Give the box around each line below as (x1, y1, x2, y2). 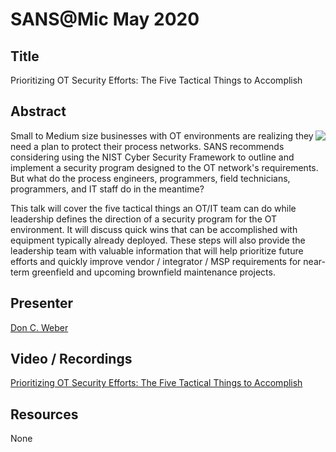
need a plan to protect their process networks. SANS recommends (10, 140, 285, 152)
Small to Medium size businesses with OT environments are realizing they (10, 129, 314, 142)
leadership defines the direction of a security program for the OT (10, 213, 278, 225)
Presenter (10, 295, 74, 312)
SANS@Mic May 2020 (10, 8, 200, 31)
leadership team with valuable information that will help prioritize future (10, 244, 304, 257)
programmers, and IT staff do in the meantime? (10, 183, 205, 195)
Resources (10, 406, 79, 423)
